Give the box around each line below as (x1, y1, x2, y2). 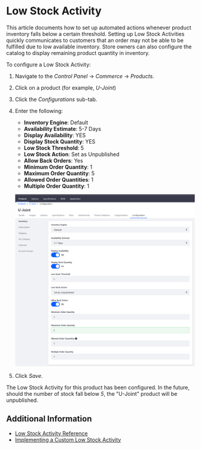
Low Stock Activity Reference (14, 429, 88, 437)
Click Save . (14, 372, 43, 379)
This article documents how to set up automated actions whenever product (6, 24, 191, 31)
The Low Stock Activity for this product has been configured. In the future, (6, 384, 190, 391)
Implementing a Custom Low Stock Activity (14, 436, 121, 443)
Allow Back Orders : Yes (23, 157, 84, 164)
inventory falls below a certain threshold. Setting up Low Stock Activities (6, 30, 185, 37)
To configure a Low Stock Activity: (6, 61, 91, 68)
